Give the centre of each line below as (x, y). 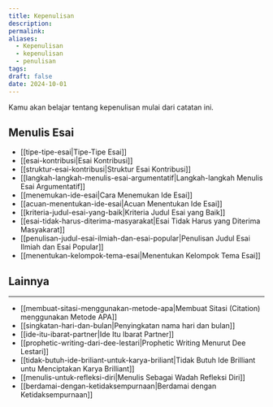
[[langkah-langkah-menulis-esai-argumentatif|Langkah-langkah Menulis (141, 178)
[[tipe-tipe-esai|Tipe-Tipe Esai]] (74, 152)
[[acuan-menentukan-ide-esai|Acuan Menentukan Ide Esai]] (121, 204)
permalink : (27, 31)
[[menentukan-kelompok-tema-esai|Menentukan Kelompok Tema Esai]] (141, 256)
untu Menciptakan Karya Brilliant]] (77, 369)
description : (30, 24)
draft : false (30, 76)
